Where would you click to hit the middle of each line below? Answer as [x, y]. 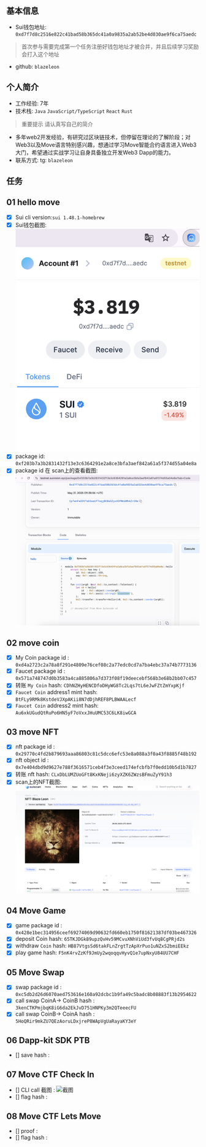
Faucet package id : [40, 671]
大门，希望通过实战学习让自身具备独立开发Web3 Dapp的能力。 [95, 152]
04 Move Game [36, 910]
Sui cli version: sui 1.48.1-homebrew [60, 217]
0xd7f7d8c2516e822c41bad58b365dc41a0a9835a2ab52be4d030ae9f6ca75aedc [106, 34]
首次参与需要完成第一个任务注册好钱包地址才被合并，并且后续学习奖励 [110, 46]
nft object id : [32, 760]
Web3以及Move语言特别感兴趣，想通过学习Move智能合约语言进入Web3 [106, 145]
